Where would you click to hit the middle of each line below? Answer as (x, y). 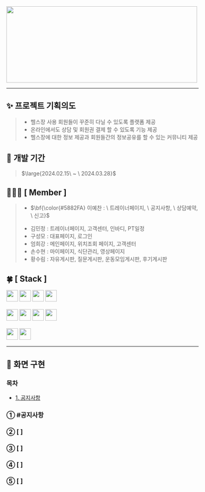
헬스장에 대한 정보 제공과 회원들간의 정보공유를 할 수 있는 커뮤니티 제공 (114, 137)
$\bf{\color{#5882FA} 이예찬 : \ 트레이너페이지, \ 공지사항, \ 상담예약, (114, 208)
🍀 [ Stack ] (27, 278)
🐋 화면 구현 (26, 364)
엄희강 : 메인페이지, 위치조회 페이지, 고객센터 (83, 244)
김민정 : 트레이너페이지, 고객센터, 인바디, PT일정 (88, 229)
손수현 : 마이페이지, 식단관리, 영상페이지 (77, 252)
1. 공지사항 (28, 397)
